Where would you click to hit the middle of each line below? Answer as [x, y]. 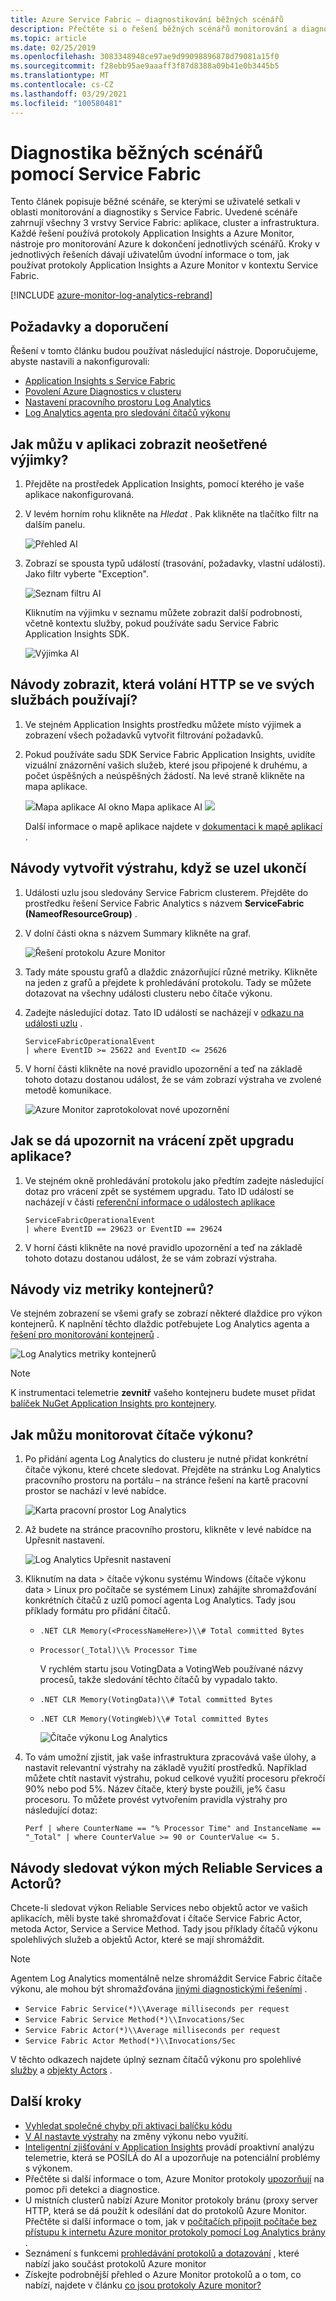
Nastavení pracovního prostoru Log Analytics [118, 402]
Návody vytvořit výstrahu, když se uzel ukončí [158, 868]
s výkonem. [48, 2168]
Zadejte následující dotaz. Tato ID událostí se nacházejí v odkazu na [164, 1012]
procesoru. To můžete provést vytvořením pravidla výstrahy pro [156, 1800]
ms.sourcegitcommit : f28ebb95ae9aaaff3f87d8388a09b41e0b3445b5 [145, 66]
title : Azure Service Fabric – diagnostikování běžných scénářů [147, 19]
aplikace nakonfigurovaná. [79, 495]
